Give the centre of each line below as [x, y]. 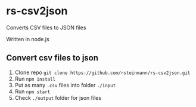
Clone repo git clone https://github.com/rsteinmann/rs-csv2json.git [102, 72]
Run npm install [35, 78]
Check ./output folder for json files [58, 97]
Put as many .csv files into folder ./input [65, 85]
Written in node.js [28, 39]
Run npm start [32, 91]
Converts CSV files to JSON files [46, 27]
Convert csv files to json [52, 58]
